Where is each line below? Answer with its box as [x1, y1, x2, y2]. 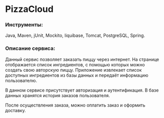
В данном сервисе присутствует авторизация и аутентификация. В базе [5, 87, 159, 93]
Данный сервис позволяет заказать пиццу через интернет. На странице [5, 56, 160, 62]
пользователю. [5, 77, 37, 83]
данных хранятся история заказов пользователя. [5, 92, 110, 98]
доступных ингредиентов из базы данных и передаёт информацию [5, 72, 149, 78]
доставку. [5, 107, 26, 113]
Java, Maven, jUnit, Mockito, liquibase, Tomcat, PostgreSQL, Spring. [5, 32, 146, 38]
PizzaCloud [5, 3, 54, 15]
